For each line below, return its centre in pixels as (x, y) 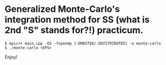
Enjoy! (11, 57)
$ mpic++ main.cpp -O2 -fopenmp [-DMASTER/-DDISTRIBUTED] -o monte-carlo (83, 43)
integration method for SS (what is (77, 20)
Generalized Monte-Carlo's (62, 9)
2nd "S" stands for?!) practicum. (74, 30)
